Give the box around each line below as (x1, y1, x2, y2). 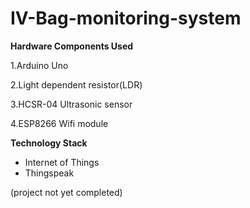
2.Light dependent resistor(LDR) (10, 78, 143, 91)
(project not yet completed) (10, 186, 123, 198)
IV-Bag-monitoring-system (10, 7, 242, 30)
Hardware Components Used (10, 40, 134, 52)
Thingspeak (24, 167, 75, 179)
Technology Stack (10, 137, 88, 149)
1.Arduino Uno (10, 59, 69, 71)
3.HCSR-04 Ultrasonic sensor (10, 98, 133, 110)
